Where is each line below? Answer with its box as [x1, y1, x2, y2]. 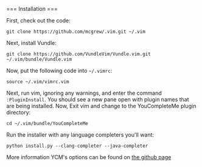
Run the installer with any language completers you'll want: [6, 131, 154, 138]
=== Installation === [6, 5, 58, 12]
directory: [6, 109, 31, 116]
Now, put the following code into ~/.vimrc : [6, 67, 113, 74]
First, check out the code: [6, 17, 71, 24]
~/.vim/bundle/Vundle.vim [6, 56, 72, 63]
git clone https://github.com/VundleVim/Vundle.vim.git [6, 51, 151, 57]
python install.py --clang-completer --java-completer [6, 143, 148, 149]
